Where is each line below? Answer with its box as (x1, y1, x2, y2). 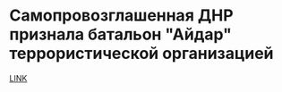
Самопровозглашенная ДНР (9, 5, 235, 26)
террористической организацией (9, 44, 275, 63)
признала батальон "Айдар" (9, 24, 233, 45)
